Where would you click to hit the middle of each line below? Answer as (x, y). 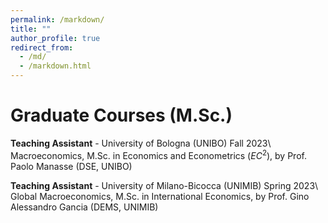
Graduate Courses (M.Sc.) (121, 115)
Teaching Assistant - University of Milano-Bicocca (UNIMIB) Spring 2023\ (164, 185)
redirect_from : (42, 47)
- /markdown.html (55, 66)
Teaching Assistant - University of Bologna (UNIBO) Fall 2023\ (141, 143)
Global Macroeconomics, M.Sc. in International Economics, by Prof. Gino (160, 196)
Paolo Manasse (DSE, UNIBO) (71, 166)
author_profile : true (55, 38)
